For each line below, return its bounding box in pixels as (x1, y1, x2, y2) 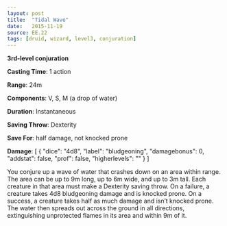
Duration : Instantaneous (7, 108, 76, 116)
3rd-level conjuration (7, 54, 69, 62)
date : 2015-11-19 (7, 23, 63, 29)
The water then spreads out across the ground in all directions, (7, 204, 185, 212)
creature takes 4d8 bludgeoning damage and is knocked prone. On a (7, 190, 202, 198)
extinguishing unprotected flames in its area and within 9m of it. (7, 212, 187, 220)
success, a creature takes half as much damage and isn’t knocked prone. (7, 197, 214, 205)
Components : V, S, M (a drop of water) (7, 94, 118, 103)
